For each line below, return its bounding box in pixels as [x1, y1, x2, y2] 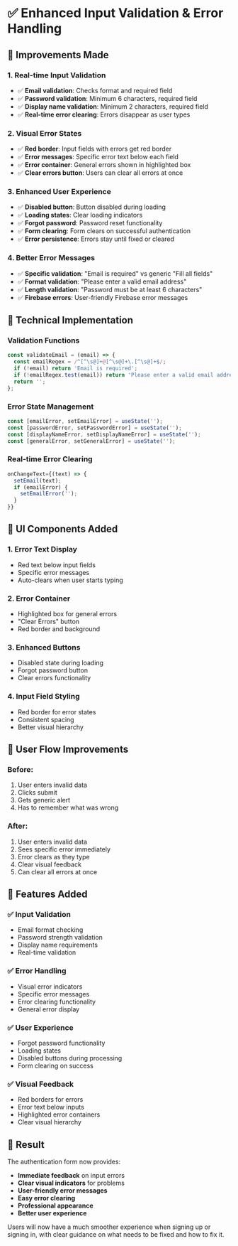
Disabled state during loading [17, 659, 104, 667]
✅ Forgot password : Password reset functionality [17, 219, 163, 227]
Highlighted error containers [17, 1110, 101, 1119]
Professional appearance [17, 1201, 93, 1210]
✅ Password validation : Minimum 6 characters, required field [17, 94, 198, 102]
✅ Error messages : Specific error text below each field [17, 153, 179, 161]
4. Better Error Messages [7, 253, 96, 263]
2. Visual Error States [7, 128, 82, 138]
